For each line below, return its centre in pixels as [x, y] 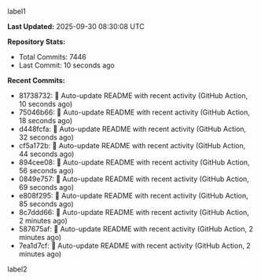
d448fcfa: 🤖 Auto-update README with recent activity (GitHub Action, [132, 129]
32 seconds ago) [46, 137]
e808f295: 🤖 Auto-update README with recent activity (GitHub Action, [133, 196]
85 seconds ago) [46, 204]
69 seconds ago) [46, 187]
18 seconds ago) [45, 120]
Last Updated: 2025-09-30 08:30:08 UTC [76, 26]
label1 [17, 11]
